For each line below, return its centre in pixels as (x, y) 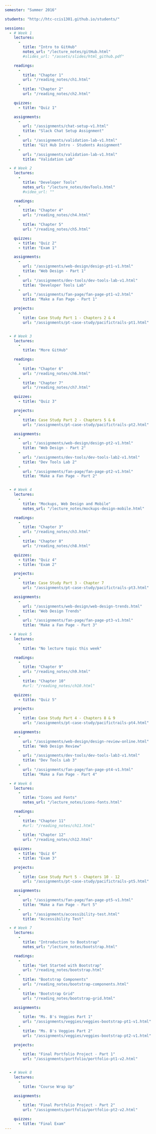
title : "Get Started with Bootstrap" (62, 965)
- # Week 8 (21, 1073)
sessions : (15, 28)
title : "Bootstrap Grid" (49, 994)
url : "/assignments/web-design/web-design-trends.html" (83, 606)
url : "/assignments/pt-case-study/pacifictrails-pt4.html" (86, 723)
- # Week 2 (21, 168)
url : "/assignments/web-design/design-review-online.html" (86, 741)
